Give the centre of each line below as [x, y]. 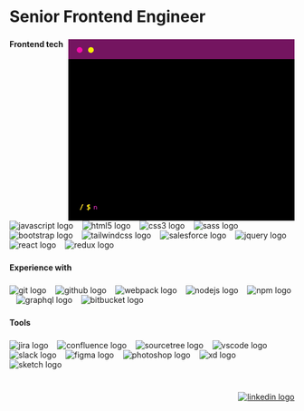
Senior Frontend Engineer [108, 17]
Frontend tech [37, 44]
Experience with [41, 268]
